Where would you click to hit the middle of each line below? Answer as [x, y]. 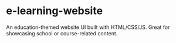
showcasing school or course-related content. [62, 33]
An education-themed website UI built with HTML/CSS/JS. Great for [88, 27]
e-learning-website [55, 11]
